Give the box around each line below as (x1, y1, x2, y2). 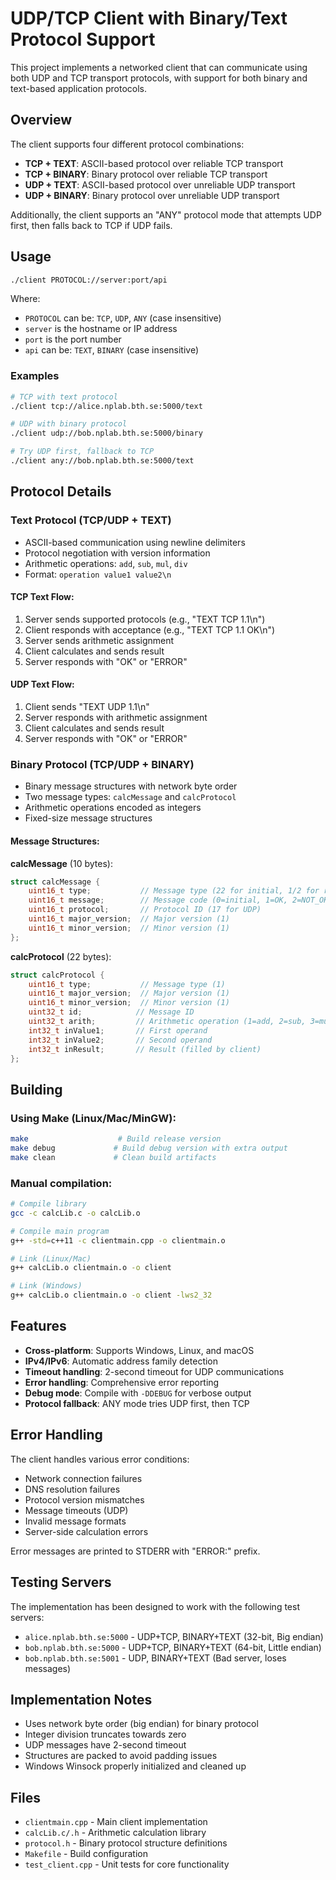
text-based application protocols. (10, 82, 147, 94)
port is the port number (24, 333, 122, 346)
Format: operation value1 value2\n (24, 568, 172, 580)
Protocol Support (10, 28, 156, 51)
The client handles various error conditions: (10, 1453, 190, 1465)
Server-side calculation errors (24, 1525, 149, 1537)
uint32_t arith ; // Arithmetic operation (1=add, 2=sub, (28, 1017, 307, 1027)
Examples (10, 369, 60, 383)
